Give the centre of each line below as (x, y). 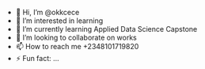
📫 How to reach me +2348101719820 (77, 46)
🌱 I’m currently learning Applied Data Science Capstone (106, 29)
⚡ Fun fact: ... (37, 58)
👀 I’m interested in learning (59, 21)
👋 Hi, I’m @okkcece (47, 12)
